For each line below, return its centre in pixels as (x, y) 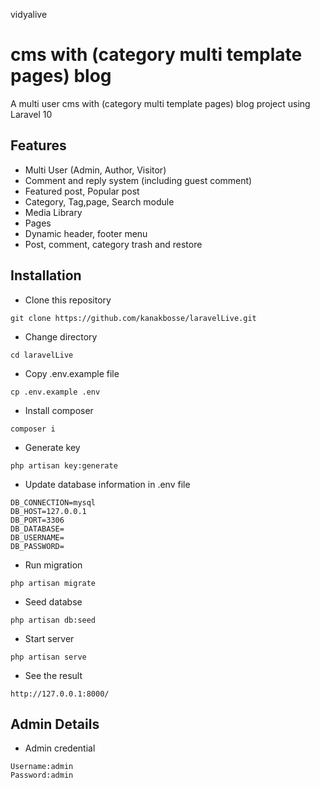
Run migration (53, 565)
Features (38, 145)
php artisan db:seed (53, 620)
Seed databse (53, 601)
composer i (33, 429)
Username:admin (42, 767)
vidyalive (29, 14)
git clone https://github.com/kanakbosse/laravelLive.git (133, 318)
